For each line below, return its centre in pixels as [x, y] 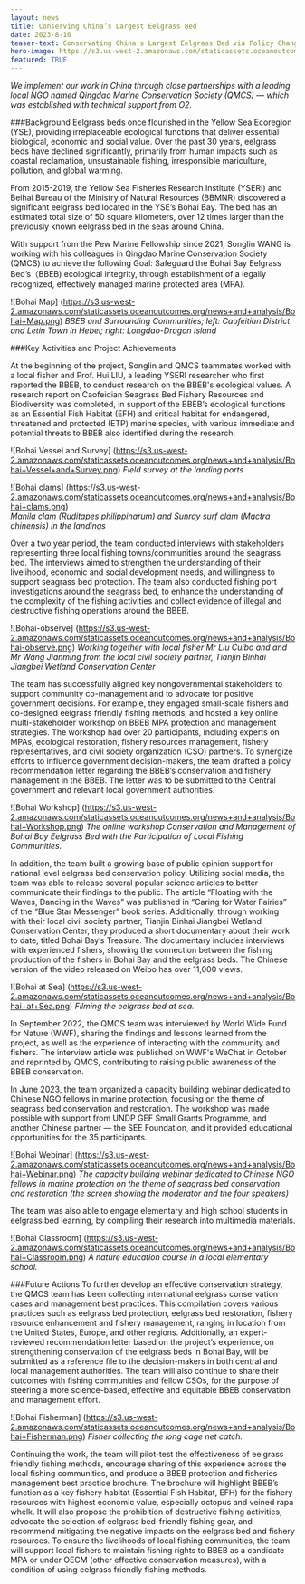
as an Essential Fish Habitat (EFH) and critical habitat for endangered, [140, 414]
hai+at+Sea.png [40, 1006]
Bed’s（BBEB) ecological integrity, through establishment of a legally [138, 274]
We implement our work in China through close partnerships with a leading [150, 86]
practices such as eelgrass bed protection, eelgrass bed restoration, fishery [152, 1313]
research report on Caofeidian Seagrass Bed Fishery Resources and [138, 394]
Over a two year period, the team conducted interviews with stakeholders [147, 543]
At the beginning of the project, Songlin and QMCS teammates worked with [151, 366]
